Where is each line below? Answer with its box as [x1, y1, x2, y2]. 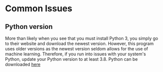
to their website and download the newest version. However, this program [5, 41, 154, 47]
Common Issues [5, 3, 72, 14]
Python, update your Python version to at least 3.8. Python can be [5, 56, 138, 62]
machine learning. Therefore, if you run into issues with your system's [5, 51, 146, 57]
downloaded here [5, 62, 41, 67]
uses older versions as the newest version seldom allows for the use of [5, 46, 148, 51]
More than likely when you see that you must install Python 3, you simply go [5, 35, 158, 41]
